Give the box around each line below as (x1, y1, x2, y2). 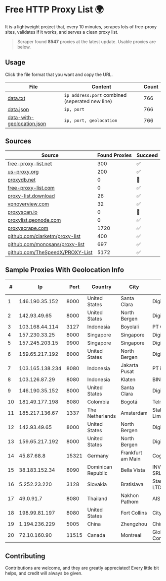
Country (91, 283, 112, 290)
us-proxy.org (7, 168, 39, 175)
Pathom (121, 498, 139, 505)
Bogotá (121, 398, 138, 405)
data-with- (7, 114, 35, 121)
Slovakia (87, 481, 107, 488)
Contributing (5, 552, 45, 560)
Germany (87, 452, 109, 459)
